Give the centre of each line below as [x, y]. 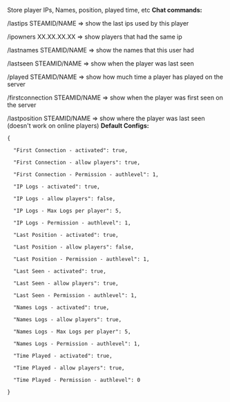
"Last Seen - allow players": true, [66, 283]
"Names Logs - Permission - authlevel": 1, [77, 344]
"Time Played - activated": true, [63, 356]
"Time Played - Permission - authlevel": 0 [77, 380]
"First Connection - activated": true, [71, 151]
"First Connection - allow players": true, [77, 162]
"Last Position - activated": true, [66, 235]
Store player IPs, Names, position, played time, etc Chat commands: [105, 10]
